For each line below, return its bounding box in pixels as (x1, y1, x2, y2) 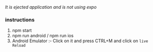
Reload (12, 43, 26, 48)
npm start (12, 27, 32, 33)
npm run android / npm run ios (12, 33, 74, 39)
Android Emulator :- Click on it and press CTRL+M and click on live (12, 38, 148, 44)
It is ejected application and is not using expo (5, 4, 97, 10)
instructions (5, 16, 35, 23)
